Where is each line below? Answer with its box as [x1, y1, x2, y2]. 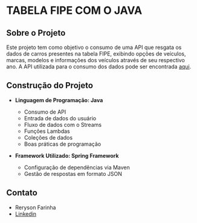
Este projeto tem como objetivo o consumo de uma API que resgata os [6, 44, 182, 51]
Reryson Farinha [15, 204, 56, 211]
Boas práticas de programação [24, 140, 102, 147]
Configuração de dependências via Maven [24, 164, 130, 171]
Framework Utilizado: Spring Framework [15, 152, 119, 159]
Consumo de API [24, 108, 66, 115]
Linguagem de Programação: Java [15, 96, 103, 103]
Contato [6, 188, 37, 198]
